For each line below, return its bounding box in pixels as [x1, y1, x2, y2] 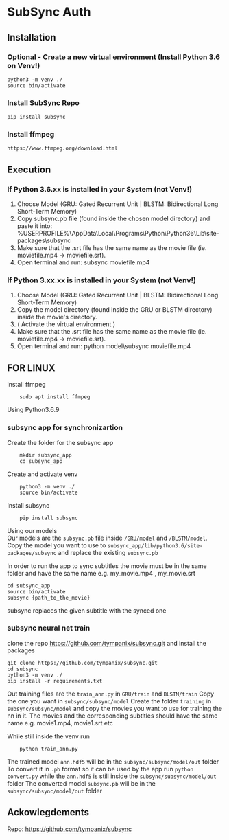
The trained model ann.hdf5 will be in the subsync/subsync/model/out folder [7, 757, 219, 766]
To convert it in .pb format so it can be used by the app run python [7, 764, 194, 773]
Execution [7, 163, 51, 175]
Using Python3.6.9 [7, 406, 60, 414]
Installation [7, 32, 56, 43]
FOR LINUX [7, 362, 56, 374]
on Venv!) [7, 60, 40, 70]
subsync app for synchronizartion [7, 423, 123, 433]
